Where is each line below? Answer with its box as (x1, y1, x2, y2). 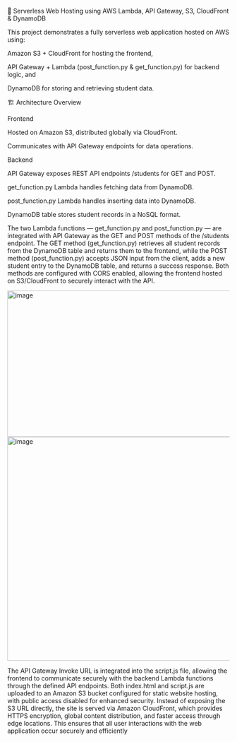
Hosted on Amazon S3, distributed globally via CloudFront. (7, 128, 178, 136)
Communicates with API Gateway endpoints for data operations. (7, 142, 194, 150)
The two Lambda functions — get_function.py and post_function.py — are (7, 224, 222, 232)
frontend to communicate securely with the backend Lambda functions (7, 674, 214, 682)
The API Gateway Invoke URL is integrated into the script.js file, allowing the (7, 666, 228, 675)
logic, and (7, 71, 37, 78)
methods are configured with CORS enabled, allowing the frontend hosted (7, 269, 222, 277)
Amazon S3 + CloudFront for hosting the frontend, (7, 49, 154, 57)
